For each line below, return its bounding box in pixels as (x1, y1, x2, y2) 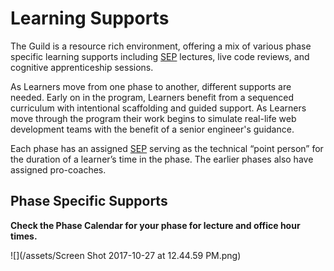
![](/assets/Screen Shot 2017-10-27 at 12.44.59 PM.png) (10, 249, 242, 261)
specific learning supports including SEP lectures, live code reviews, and (10, 50, 310, 62)
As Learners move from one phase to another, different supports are (10, 80, 292, 92)
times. (10, 230, 38, 242)
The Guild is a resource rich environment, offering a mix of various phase (10, 40, 312, 52)
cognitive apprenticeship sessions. (10, 61, 154, 73)
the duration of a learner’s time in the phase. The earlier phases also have (10, 153, 314, 165)
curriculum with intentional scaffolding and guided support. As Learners (10, 102, 307, 114)
